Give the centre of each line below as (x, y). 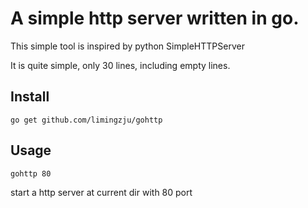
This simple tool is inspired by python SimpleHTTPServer (127, 46)
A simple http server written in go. (155, 18)
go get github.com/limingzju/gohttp (86, 120)
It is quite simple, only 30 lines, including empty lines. (120, 65)
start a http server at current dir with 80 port (101, 192)
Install (30, 97)
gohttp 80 (31, 173)
